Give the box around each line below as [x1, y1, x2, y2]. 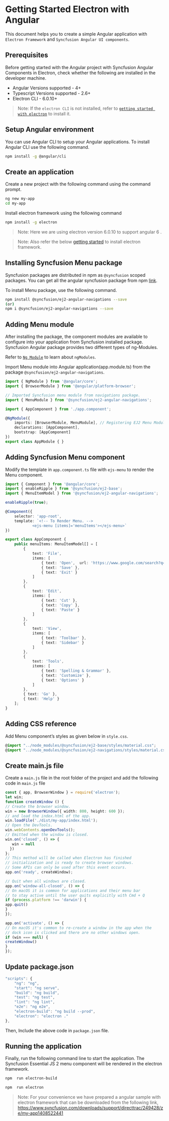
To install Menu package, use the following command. [5, 287, 117, 293]
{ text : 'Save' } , [41, 565, 80, 570]
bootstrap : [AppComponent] [14, 430, 71, 435]
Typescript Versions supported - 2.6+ [12, 90, 91, 96]
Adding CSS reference [5, 720, 77, 728]
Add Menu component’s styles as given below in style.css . [5, 733, 128, 739]
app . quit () [5, 902, 28, 907]
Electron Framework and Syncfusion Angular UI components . [5, 36, 130, 42]
